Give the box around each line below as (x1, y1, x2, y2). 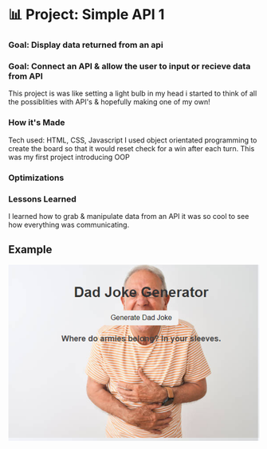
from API (8, 71, 44, 82)
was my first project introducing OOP (8, 152, 130, 162)
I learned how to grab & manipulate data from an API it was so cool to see (8, 211, 249, 221)
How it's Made (8, 117, 65, 128)
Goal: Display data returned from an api (8, 40, 163, 51)
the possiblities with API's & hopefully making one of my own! (8, 97, 210, 107)
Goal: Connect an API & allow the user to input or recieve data (8, 61, 251, 72)
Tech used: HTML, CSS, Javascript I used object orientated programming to (8, 135, 257, 145)
